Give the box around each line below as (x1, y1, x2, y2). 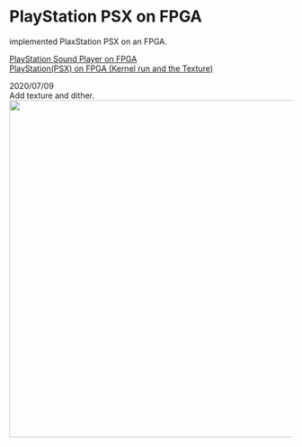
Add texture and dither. (9, 90, 94, 101)
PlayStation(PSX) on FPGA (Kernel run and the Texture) (9, 63, 214, 74)
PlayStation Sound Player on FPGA (9, 53, 138, 64)
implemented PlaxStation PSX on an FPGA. (9, 36, 168, 47)
